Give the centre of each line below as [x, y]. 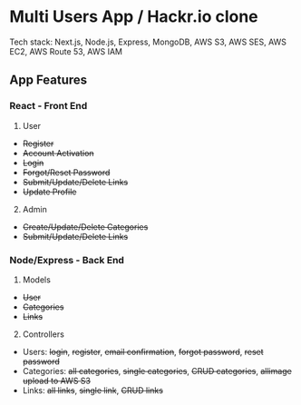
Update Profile [49, 192]
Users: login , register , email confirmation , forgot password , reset [143, 351]
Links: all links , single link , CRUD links [92, 390]
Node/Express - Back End [67, 260]
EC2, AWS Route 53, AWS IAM [66, 51]
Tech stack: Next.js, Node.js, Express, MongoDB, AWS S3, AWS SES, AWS [148, 42]
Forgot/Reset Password [66, 172]
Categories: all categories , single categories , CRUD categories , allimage [157, 370]
